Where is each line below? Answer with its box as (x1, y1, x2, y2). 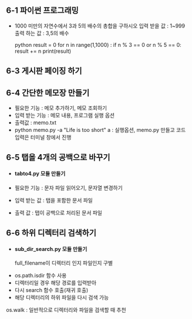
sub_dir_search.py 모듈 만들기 (14, 245, 87, 252)
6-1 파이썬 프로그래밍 (6, 5, 79, 16)
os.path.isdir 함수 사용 (14, 272, 67, 279)
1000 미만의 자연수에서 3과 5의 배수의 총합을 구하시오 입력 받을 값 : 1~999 (14, 22, 186, 29)
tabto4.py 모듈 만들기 (14, 170, 66, 177)
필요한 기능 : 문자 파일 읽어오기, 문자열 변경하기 (14, 184, 123, 191)
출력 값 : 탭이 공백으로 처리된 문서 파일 (14, 209, 103, 216)
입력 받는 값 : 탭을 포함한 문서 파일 (14, 196, 93, 203)
